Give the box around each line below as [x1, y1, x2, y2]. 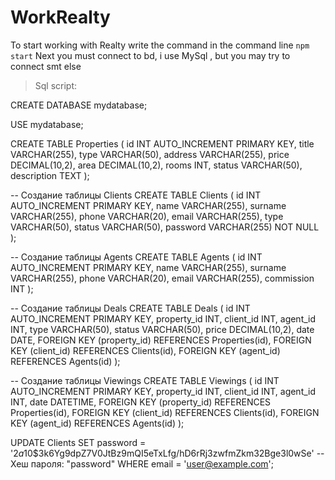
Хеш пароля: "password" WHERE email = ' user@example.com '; [10, 457, 275, 470]
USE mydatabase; [10, 118, 84, 130]
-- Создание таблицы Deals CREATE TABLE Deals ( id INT [10, 302, 251, 314]
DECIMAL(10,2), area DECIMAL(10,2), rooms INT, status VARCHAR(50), [10, 159, 303, 171]
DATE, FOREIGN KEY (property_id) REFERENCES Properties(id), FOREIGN [10, 334, 312, 346]
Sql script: [34, 79, 78, 91]
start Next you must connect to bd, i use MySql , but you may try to [10, 49, 291, 61]
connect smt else [10, 60, 82, 72]
